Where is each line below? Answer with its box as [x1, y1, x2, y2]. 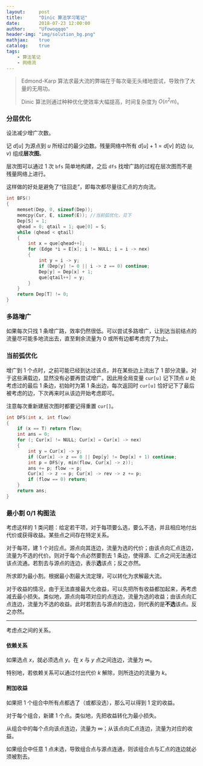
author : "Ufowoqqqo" [6, 25, 69, 32]
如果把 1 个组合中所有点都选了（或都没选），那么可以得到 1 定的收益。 [6, 699, 178, 706]
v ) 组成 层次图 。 [6, 150, 45, 157]
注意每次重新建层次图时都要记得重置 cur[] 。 [6, 402, 117, 410]
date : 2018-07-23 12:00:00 [6, 20, 91, 26]
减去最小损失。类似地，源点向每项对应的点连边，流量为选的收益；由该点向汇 [6, 593, 197, 600]
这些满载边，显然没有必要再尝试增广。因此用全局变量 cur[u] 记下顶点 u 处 [11, 374, 196, 381]
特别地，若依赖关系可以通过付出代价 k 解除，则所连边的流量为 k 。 [6, 669, 170, 677]
